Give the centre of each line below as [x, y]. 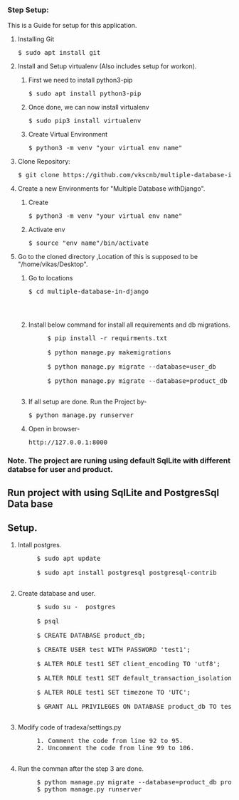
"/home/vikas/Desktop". [53, 264]
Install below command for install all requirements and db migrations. [129, 325]
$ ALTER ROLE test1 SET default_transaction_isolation [134, 678]
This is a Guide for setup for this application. [72, 26]
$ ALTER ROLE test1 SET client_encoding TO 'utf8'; [128, 664]
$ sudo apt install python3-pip [85, 94]
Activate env [47, 230]
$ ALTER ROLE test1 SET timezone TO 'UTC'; [113, 693]
